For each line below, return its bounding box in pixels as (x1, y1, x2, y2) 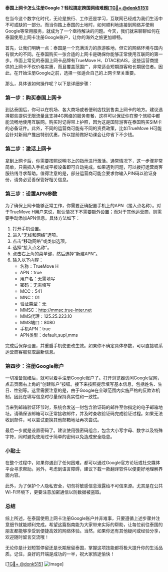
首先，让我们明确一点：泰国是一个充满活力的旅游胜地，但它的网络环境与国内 (5, 45, 163, 51)
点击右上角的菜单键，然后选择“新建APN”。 (12, 250, 100, 257)
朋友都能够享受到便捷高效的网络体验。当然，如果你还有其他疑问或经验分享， (5, 527, 163, 533)
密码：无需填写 (19, 282, 51, 288)
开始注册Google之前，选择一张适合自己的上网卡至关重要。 (18, 70, 138, 76)
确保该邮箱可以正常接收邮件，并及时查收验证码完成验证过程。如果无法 (18, 410, 163, 417)
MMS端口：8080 (19, 319, 55, 325)
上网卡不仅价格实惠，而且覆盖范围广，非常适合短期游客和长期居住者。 (13, 64, 158, 70)
